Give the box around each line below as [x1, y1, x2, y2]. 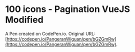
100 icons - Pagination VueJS [5, 3, 130, 15]
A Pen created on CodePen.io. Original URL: [5, 30, 96, 36]
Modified [5, 14, 43, 25]
